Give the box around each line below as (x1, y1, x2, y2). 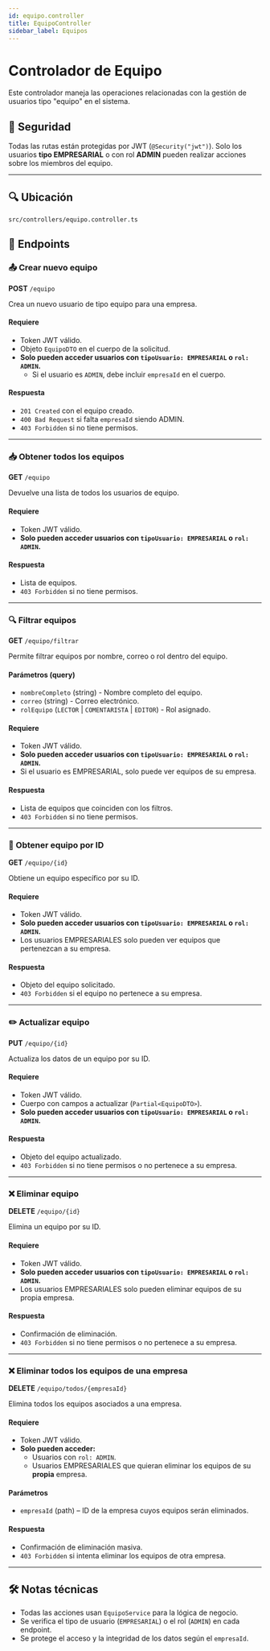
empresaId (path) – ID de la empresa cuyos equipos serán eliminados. (19, 1506, 249, 1516)
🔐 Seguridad (8, 120, 72, 134)
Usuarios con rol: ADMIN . (31, 1452, 117, 1462)
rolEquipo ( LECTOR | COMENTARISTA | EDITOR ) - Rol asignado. (19, 705, 211, 715)
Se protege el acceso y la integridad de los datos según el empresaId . (19, 1633, 249, 1643)
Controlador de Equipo (8, 61, 162, 80)
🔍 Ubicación (8, 190, 74, 204)
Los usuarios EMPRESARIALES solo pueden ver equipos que (19, 935, 221, 945)
